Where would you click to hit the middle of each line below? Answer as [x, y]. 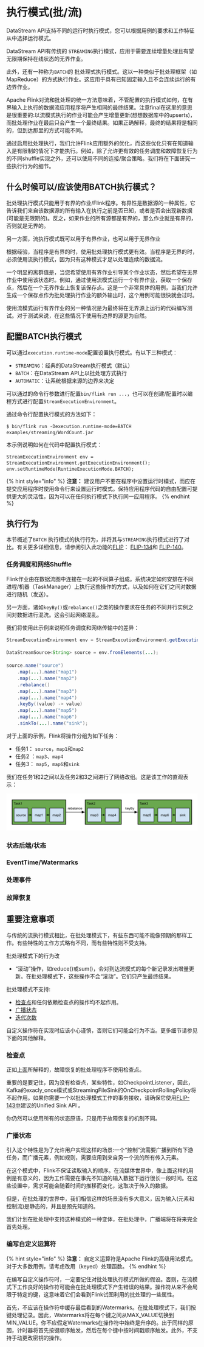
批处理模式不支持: [29, 989]
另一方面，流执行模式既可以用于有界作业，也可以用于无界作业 [83, 239]
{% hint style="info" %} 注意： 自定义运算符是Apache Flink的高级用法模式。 [101, 1259]
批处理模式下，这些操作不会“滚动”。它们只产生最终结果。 [103, 976]
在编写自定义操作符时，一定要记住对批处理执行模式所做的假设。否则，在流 [99, 1279]
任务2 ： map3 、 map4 [39, 756]
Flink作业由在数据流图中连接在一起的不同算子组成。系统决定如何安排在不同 [100, 579]
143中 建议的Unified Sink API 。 [45, 1105]
